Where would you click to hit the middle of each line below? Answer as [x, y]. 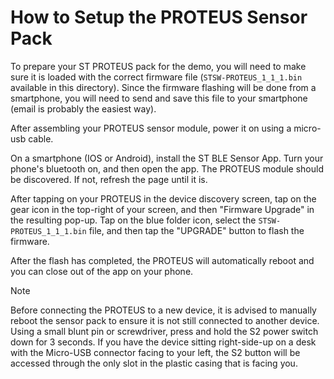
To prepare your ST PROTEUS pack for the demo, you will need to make [158, 66]
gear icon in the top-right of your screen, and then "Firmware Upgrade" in [162, 209]
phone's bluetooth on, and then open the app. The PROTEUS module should [167, 168]
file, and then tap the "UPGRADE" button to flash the [196, 230]
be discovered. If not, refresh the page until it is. [109, 179]
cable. [41, 138]
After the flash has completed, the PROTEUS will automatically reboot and [162, 260]
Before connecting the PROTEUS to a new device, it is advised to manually [163, 310]
